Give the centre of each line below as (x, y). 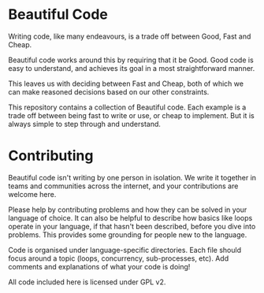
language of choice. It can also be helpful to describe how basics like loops (130, 217)
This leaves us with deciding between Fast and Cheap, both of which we (126, 83)
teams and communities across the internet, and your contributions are (123, 186)
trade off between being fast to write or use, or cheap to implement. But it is (131, 115)
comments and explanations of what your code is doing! (99, 266)
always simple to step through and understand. (85, 124)
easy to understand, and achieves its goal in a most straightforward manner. (132, 68)
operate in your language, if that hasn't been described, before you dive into (132, 226)
